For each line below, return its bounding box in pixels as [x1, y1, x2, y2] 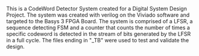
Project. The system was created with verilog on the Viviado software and [6, 11, 190, 18]
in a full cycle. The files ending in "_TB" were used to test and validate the [6, 37, 189, 43]
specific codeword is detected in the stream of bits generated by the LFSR [6, 30, 191, 38]
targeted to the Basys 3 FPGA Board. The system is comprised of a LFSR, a [6, 18, 193, 24]
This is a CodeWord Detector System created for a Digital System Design [6, 5, 187, 12]
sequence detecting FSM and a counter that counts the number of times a [6, 24, 190, 31]
